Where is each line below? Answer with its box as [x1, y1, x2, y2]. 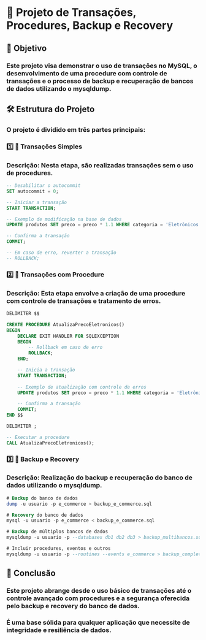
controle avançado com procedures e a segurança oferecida [6, 594, 190, 603]
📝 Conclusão [6, 568, 56, 579]
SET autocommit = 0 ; [6, 188, 59, 194]
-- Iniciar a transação [6, 199, 67, 205]
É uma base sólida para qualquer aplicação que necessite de [6, 619, 190, 627]
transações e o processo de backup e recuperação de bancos [6, 77, 194, 85]
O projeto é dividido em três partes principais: [6, 125, 146, 134]
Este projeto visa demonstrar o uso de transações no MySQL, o [6, 61, 197, 70]
